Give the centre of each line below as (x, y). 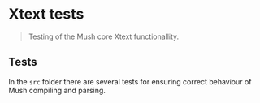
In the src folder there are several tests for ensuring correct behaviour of (130, 81)
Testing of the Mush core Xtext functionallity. (104, 36)
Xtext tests (46, 14)
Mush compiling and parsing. (57, 90)
